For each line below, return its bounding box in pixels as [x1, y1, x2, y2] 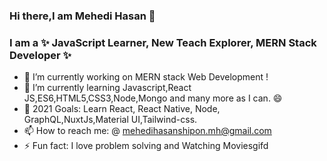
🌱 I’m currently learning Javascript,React [23, 82, 192, 94]
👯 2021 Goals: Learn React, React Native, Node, [23, 103, 221, 115]
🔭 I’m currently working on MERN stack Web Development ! [23, 71, 269, 83]
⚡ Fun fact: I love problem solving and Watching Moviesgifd [23, 140, 269, 152]
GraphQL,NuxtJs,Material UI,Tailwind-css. [23, 114, 198, 126]
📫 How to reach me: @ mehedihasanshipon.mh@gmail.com [23, 125, 272, 137]
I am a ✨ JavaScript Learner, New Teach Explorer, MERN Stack [9, 35, 317, 49]
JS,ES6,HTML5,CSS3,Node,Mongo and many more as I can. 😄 [23, 92, 283, 104]
